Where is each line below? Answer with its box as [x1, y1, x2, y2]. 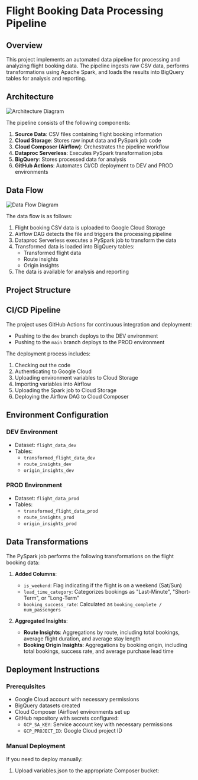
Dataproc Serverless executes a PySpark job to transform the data [14, 237, 177, 244]
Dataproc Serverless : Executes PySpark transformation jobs [14, 149, 163, 156]
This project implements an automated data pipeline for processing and [6, 56, 180, 63]
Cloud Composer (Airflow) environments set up [14, 708, 130, 716]
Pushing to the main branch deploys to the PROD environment [14, 338, 165, 345]
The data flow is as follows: [6, 212, 73, 219]
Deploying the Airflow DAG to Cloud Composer [14, 393, 129, 400]
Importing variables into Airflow [14, 380, 92, 387]
